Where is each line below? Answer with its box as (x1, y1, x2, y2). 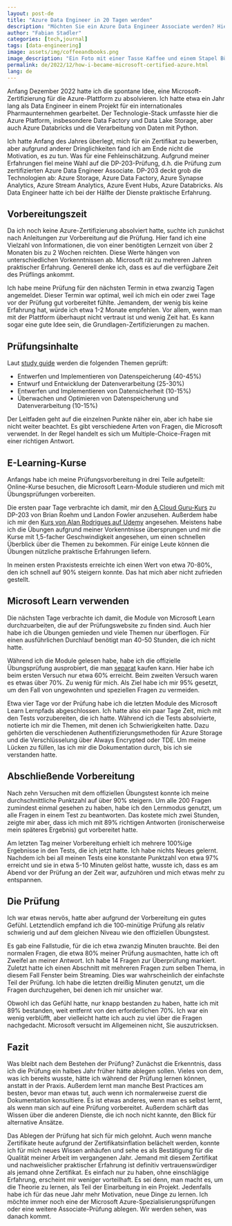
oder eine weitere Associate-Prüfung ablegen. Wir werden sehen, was (7, 1205, 207, 1214)
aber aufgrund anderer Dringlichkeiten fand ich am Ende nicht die (7, 144, 193, 153)
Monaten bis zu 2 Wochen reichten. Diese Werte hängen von (7, 249, 180, 257)
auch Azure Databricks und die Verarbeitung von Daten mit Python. (7, 124, 199, 132)
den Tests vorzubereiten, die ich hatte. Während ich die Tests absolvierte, (7, 714, 216, 722)
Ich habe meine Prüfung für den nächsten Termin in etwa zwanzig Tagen (7, 284, 215, 292)
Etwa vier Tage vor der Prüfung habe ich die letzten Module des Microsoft (7, 699, 217, 708)
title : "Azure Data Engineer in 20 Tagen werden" (7, 17, 153, 23)
